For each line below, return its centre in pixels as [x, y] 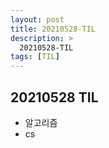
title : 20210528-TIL [53, 29]
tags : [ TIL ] [35, 57]
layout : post [37, 19]
